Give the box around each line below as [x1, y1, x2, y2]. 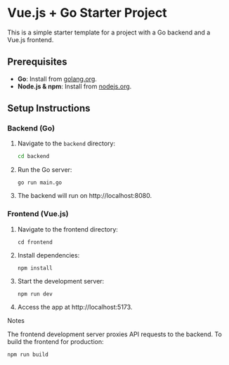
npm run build [7, 351, 49, 358]
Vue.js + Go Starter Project [7, 5, 167, 21]
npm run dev [17, 290, 53, 298]
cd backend [17, 153, 50, 160]
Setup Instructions [7, 102, 91, 114]
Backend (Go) [7, 124, 55, 133]
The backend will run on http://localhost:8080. [17, 192, 152, 200]
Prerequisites [7, 56, 67, 68]
